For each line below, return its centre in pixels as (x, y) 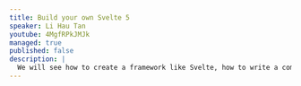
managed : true (36, 43)
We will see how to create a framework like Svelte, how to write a (148, 68)
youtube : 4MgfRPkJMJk (50, 34)
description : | (38, 59)
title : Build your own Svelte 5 (69, 17)
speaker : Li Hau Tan (48, 26)
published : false (42, 51)
